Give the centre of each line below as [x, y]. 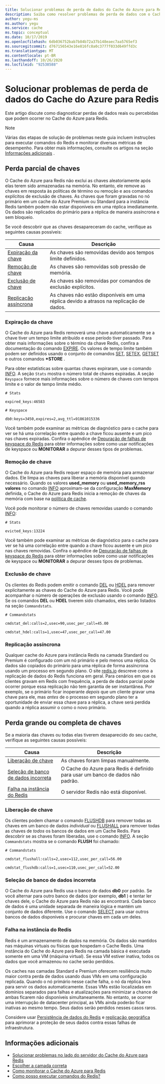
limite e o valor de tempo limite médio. [44, 384]
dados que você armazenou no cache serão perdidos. [60, 961]
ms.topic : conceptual [27, 33]
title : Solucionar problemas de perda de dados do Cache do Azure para [80, 10]
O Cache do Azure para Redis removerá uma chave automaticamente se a [80, 333]
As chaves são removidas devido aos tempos [102, 252]
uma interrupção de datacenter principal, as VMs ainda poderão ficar [75, 1002]
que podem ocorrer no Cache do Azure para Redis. [57, 118]
